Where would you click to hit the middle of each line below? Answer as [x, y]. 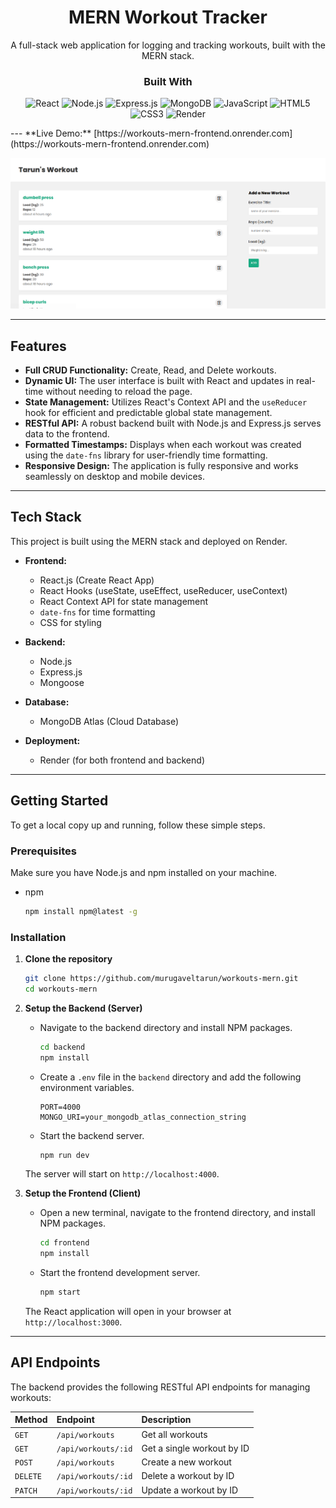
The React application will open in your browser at [128, 1312]
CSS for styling [70, 622]
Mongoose [62, 682]
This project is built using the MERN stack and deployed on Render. [149, 541]
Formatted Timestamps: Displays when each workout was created [163, 444]
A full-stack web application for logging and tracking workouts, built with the [168, 45]
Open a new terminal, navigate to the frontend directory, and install [177, 1213]
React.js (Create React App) [97, 580]
